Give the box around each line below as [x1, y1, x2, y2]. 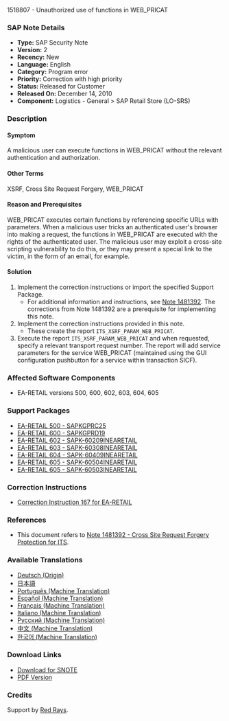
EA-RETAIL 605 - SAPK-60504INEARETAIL [16, 458, 138, 466]
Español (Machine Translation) [16, 594, 104, 602]
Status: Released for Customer [16, 82, 105, 91]
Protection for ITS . [16, 538, 69, 547]
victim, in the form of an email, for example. [7, 252, 130, 260]
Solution [7, 268, 32, 276]
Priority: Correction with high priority [16, 75, 123, 83]
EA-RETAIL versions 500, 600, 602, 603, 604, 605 [16, 389, 159, 397]
